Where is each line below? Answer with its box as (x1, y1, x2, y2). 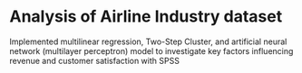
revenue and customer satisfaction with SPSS (9, 55, 180, 66)
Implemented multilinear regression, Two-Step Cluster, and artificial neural (9, 36, 287, 47)
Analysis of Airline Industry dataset (9, 6, 283, 27)
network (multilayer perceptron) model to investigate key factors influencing (9, 45, 294, 56)
